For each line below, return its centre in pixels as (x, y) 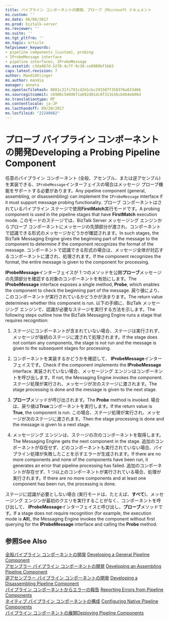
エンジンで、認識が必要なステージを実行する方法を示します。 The (87, 309)
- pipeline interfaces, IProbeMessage (46, 62)
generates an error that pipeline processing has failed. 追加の (76, 465)
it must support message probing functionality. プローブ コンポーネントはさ (84, 202)
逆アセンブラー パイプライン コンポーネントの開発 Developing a (71, 578)
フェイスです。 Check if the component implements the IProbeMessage (87, 365)
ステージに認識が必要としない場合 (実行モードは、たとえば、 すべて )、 (78, 494)
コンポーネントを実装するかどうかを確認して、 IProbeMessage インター (87, 358)
